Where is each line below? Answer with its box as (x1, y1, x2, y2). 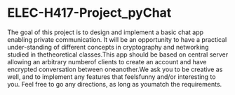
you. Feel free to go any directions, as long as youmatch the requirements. (7, 80, 222, 88)
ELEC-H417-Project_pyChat (7, 5, 172, 21)
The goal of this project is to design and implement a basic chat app (7, 28, 204, 36)
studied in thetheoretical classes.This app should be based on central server (7, 50, 229, 59)
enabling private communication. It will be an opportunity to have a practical (7, 35, 227, 43)
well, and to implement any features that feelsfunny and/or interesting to (7, 72, 216, 81)
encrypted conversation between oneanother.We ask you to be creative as (7, 65, 223, 73)
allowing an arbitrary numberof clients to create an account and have (7, 57, 207, 66)
